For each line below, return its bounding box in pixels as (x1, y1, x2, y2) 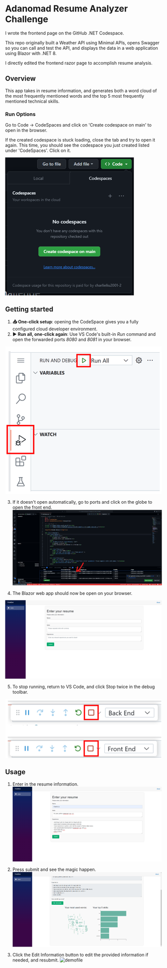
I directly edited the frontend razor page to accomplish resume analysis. (5, 60, 153, 66)
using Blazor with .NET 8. (5, 50, 57, 56)
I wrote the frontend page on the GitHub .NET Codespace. (5, 30, 124, 36)
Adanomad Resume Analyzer (5, 3, 128, 14)
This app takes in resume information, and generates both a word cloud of (5, 88, 157, 94)
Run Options (5, 111, 36, 118)
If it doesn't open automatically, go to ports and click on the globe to (12, 499, 153, 505)
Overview (5, 74, 36, 83)
